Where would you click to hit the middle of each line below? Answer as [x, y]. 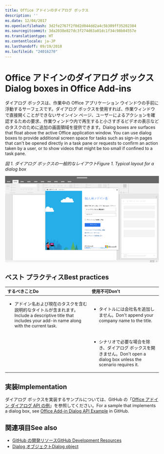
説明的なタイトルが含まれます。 [46, 310]
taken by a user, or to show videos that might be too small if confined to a [79, 148]
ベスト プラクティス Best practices [57, 277]
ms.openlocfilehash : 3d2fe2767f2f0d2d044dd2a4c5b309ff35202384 [71, 26]
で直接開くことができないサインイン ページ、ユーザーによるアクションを [78, 115]
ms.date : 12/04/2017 [26, 21]
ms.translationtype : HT [29, 36]
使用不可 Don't [106, 291]
